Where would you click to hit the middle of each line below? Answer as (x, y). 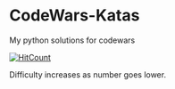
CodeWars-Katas (75, 16)
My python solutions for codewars (72, 40)
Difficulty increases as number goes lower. (88, 74)
